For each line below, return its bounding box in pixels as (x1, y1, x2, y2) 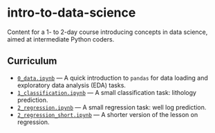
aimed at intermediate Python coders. (7, 35, 115, 43)
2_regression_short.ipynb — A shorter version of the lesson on (17, 110, 198, 118)
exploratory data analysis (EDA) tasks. (17, 81, 127, 89)
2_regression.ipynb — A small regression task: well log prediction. (17, 103, 207, 112)
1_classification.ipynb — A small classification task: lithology (17, 88, 197, 96)
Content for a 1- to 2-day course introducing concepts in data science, (7, 28, 208, 36)
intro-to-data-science (7, 5, 136, 21)
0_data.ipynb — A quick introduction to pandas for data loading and (17, 73, 209, 82)
